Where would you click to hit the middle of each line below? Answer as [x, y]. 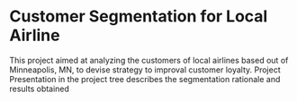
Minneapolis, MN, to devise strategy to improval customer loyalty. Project [145, 70]
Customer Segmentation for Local [139, 17]
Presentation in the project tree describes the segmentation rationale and [145, 79]
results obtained [40, 88]
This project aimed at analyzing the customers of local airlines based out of [149, 60]
